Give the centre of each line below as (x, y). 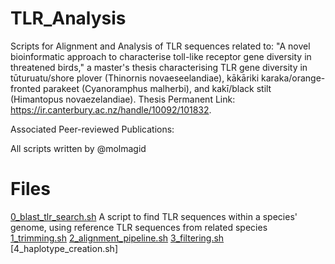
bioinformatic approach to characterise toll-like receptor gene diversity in (161, 56)
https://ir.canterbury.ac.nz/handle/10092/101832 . (111, 109)
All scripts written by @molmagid (78, 148)
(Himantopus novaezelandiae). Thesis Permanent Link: (123, 99)
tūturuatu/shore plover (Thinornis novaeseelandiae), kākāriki (135, 78)
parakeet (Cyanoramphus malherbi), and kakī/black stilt (157, 88)
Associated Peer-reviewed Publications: (92, 129)
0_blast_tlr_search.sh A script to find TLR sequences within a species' (154, 216)
